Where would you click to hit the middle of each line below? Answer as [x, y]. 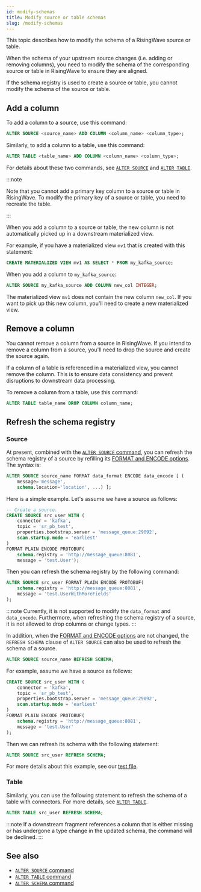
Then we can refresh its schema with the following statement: [83, 744]
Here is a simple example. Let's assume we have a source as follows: [92, 498]
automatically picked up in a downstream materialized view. [80, 233]
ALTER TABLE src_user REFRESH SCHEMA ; [55, 812]
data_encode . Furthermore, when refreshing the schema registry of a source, [101, 617]
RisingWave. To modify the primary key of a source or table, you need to [96, 197]
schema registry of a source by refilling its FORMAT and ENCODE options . [98, 459]
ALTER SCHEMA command [44, 883]
